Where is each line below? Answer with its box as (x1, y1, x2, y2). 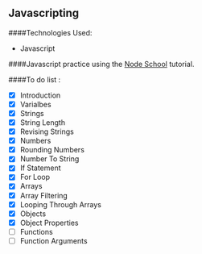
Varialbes (19, 99, 52, 109)
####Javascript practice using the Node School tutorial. (8, 59, 195, 69)
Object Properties (19, 218, 79, 227)
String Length (19, 118, 66, 127)
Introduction (19, 90, 61, 100)
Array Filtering (19, 190, 68, 200)
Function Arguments (19, 235, 88, 245)
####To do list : (8, 74, 61, 84)
